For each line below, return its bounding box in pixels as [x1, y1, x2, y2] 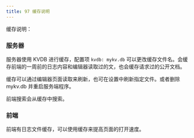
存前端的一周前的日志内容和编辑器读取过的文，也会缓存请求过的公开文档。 [6, 63, 185, 70]
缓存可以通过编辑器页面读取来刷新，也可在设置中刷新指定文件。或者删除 [6, 75, 180, 82]
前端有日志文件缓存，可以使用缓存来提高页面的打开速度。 [6, 126, 144, 133]
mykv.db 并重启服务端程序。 [6, 82, 75, 89]
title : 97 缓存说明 [6, 8, 50, 15]
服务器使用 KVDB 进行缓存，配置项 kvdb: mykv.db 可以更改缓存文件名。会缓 [6, 56, 188, 63]
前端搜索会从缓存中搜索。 [6, 95, 68, 102]
